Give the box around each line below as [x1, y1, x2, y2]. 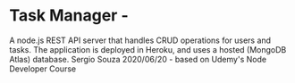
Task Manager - [9, 5, 129, 26]
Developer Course [9, 63, 77, 74]
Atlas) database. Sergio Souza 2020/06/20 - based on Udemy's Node [9, 54, 266, 64]
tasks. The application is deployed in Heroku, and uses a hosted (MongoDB [9, 44, 287, 54]
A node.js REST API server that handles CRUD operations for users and [9, 35, 271, 46]
